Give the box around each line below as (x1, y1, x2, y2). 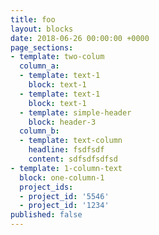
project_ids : (19, 182, 74, 192)
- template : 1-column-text (10, 163, 123, 173)
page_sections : (10, 42, 74, 53)
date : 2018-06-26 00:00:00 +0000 (10, 33, 150, 43)
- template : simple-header (19, 107, 132, 118)
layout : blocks (10, 24, 74, 34)
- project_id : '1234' (19, 201, 110, 211)
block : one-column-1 (19, 172, 105, 183)
